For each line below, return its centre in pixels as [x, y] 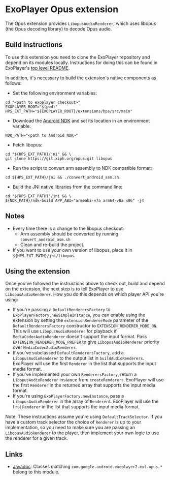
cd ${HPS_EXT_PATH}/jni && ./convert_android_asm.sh [62, 177]
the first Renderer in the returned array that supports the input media [84, 385]
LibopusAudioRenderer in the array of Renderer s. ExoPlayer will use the [86, 401]
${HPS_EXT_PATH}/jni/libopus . [44, 255]
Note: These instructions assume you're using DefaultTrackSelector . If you [84, 417]
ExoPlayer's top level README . [38, 68]
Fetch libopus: [27, 145]
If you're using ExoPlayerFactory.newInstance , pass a [68, 396]
